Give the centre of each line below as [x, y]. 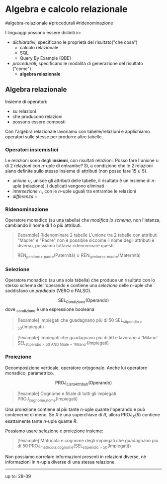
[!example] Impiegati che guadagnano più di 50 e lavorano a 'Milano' [87, 337]
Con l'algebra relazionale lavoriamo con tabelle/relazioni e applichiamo [78, 131]
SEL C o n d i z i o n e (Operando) [83, 301]
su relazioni [24, 111]
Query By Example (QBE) [45, 58]
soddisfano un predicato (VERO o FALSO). [48, 291]
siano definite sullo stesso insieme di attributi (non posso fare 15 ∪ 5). [76, 171]
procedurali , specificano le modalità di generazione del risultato [78, 63]
